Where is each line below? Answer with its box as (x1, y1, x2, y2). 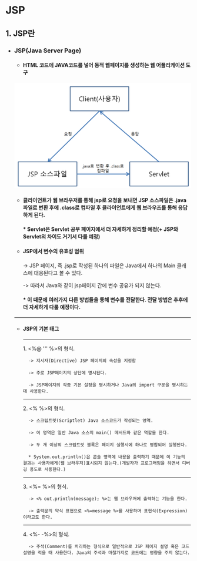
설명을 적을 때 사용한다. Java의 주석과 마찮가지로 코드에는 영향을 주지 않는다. (22, 550, 191, 556)
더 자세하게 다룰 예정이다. (22, 304, 81, 311)
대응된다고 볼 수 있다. (34, 269, 83, 276)
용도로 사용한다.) (29, 466, 66, 472)
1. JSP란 (5, 28, 35, 38)
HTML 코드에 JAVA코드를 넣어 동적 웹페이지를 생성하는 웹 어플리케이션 (22, 62, 185, 69)
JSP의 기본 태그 (22, 325, 59, 332)
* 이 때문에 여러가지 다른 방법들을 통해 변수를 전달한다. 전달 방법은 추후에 (22, 296, 188, 303)
